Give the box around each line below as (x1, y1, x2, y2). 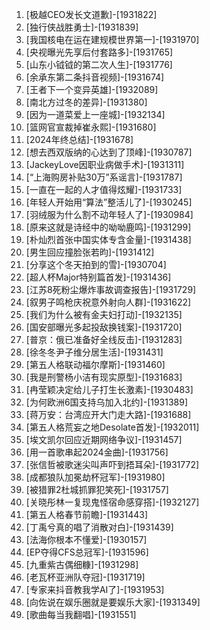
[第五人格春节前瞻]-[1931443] (25, 509, 149, 520)
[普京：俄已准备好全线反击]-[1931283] (25, 334, 183, 345)
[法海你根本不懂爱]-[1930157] (25, 534, 148, 545)
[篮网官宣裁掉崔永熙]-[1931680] (25, 121, 157, 133)
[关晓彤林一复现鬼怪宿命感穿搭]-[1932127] (25, 496, 200, 508)
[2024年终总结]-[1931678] (25, 134, 134, 145)
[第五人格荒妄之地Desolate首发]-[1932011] (25, 421, 200, 433)
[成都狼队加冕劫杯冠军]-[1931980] (25, 471, 166, 483)
